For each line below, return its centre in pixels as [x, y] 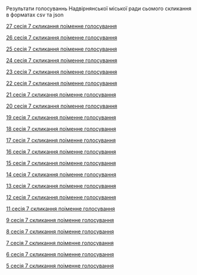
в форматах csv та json [35, 15]
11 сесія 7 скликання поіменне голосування [61, 209]
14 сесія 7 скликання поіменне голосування [61, 174]
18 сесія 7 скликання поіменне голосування [61, 129]
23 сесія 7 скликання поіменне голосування [62, 72]
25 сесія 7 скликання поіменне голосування [62, 49]
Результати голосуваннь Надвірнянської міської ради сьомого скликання [99, 9]
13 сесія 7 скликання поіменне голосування [61, 186]
